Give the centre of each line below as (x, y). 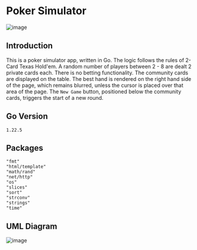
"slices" (17, 187)
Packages (25, 148)
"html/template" (26, 167)
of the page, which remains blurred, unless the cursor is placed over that (95, 85)
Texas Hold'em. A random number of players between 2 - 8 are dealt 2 (105, 66)
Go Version (27, 116)
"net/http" (20, 177)
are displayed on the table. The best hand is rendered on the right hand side (99, 79)
